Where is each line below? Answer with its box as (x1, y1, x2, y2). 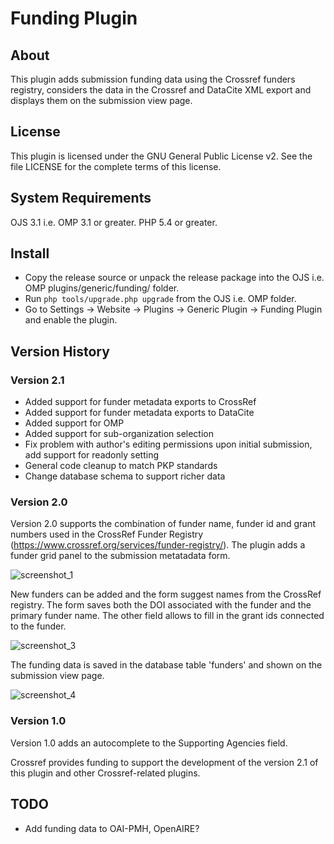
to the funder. (10, 620, 67, 632)
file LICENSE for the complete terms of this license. (10, 160, 222, 172)
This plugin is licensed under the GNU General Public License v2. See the (10, 150, 313, 162)
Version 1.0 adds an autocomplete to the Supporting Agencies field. (10, 737, 288, 749)
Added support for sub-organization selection (24, 428, 214, 440)
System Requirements (10, 190, 152, 207)
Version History (10, 343, 110, 360)
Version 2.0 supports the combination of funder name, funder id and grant (10, 518, 317, 530)
